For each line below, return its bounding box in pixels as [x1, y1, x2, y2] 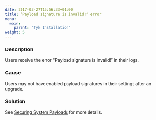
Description [5, 46, 34, 53]
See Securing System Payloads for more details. [5, 109, 103, 115]
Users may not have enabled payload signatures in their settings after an [5, 80, 152, 86]
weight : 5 [5, 30, 25, 35]
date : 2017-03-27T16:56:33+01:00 [5, 7, 73, 12]
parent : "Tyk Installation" [14, 25, 71, 30]
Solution [5, 98, 26, 105]
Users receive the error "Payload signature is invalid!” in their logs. [5, 57, 139, 63]
